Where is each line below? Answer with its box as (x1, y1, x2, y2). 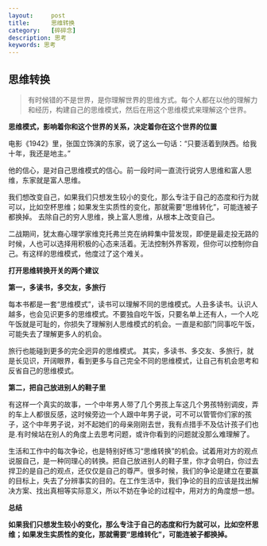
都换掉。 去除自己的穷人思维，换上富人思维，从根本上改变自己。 (8, 212, 219, 221)
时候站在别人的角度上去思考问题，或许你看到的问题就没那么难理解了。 (24, 429, 254, 439)
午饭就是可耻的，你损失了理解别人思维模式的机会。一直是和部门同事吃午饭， (8, 319, 259, 329)
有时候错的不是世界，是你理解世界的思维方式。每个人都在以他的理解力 (27, 94, 258, 104)
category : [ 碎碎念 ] (8, 26, 76, 34)
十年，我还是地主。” (8, 148, 72, 158)
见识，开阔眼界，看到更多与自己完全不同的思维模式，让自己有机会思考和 (21, 356, 259, 365)
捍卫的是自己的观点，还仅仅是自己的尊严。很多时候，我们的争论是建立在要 (8, 466, 252, 475)
